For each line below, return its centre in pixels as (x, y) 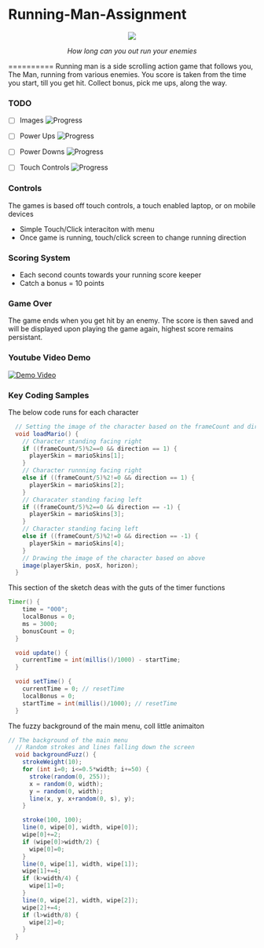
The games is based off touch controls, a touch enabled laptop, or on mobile (132, 205)
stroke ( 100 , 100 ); (52, 820)
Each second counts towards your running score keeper (110, 275)
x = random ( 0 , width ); (66, 784)
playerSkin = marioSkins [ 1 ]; (77, 456)
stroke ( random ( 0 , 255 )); (70, 776)
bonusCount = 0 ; (49, 631)
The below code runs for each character (73, 412)
